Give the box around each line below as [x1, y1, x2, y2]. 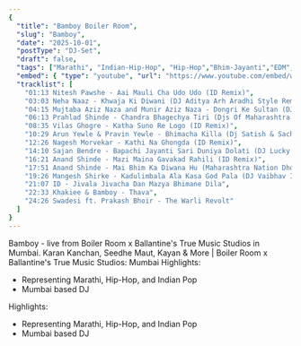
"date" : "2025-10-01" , [16, 38, 102, 48]
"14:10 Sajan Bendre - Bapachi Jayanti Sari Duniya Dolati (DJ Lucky [24, 146, 291, 155]
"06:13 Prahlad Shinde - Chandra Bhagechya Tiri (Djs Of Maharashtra [24, 113, 291, 122]
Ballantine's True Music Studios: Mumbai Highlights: [8, 256, 201, 267]
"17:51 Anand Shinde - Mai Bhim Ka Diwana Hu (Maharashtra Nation [24, 163, 279, 172]
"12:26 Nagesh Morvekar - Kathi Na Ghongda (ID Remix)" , [24, 138, 243, 147]
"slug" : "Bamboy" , [16, 30, 86, 39]
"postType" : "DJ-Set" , [16, 47, 102, 56]
